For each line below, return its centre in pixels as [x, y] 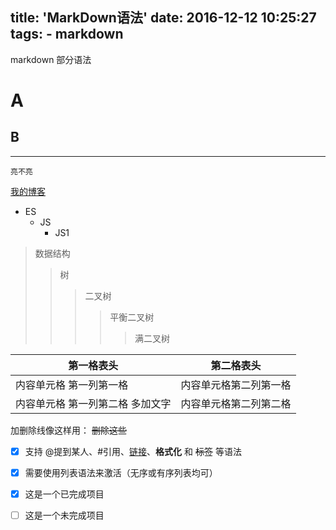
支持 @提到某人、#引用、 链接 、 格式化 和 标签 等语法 [133, 451]
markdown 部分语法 [51, 59]
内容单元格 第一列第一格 [72, 385]
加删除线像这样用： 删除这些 [68, 430]
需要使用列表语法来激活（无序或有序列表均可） [121, 472]
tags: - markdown [67, 34]
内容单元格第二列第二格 [236, 403]
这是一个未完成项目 [64, 515]
